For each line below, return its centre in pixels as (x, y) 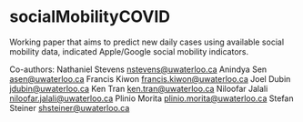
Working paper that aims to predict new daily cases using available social (147, 42)
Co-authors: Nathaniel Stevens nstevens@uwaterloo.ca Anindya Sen (138, 69)
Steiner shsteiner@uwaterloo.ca (70, 107)
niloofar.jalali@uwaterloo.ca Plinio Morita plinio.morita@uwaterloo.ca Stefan (151, 98)
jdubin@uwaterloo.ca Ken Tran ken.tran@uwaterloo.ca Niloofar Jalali (139, 88)
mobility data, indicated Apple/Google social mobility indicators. (129, 51)
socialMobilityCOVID (90, 17)
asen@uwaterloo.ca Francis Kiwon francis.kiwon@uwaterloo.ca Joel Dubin (150, 78)
